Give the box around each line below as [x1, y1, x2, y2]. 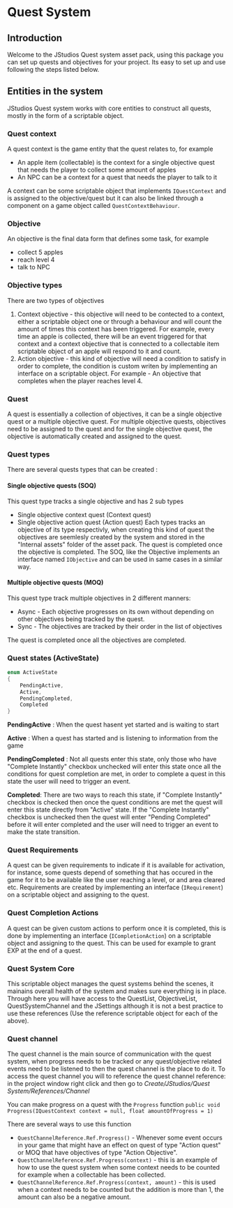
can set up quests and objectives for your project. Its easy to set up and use [7, 58, 226, 66]
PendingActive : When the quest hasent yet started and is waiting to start [7, 720, 220, 729]
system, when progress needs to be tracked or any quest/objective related [7, 1057, 222, 1066]
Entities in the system [7, 85, 103, 98]
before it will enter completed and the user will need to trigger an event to [7, 821, 219, 829]
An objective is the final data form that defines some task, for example [7, 234, 209, 243]
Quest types [7, 449, 50, 459]
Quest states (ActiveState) [7, 653, 100, 663]
